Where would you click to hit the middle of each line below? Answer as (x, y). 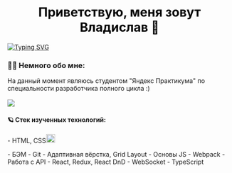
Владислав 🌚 (120, 27)
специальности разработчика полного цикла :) (79, 89)
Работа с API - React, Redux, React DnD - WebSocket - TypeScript (106, 162)
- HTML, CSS (27, 141)
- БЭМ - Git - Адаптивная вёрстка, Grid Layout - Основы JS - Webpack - (116, 155)
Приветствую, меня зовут (120, 12)
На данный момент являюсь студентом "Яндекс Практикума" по (106, 81)
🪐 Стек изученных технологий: (57, 119)
